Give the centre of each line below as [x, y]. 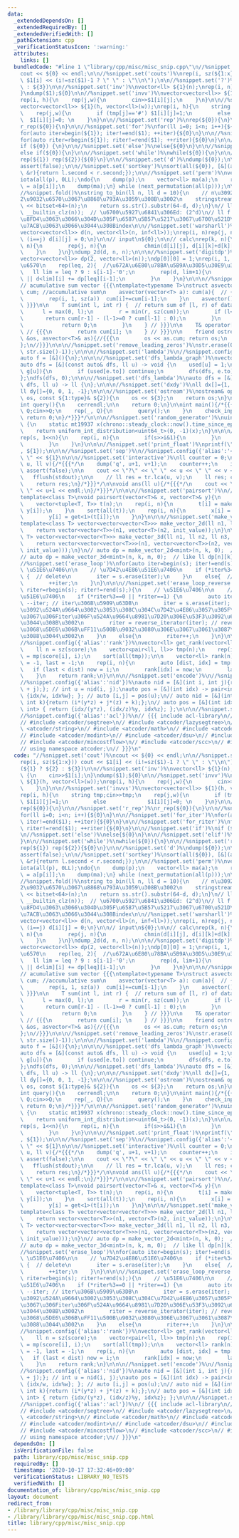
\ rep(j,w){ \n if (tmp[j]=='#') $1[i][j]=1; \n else [126, 113]
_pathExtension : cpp [44, 41]
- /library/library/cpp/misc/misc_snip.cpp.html [81, 1517]
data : [15, 14]
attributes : [32, 54]
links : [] [35, 61]
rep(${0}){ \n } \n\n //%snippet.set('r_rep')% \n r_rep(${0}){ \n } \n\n [119, 808]
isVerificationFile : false [54, 1450]
